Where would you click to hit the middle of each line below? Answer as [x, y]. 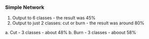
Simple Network [25, 7]
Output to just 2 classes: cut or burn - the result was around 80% [78, 23]
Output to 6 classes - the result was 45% [54, 18]
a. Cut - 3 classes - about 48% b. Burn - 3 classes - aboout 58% [71, 33]
